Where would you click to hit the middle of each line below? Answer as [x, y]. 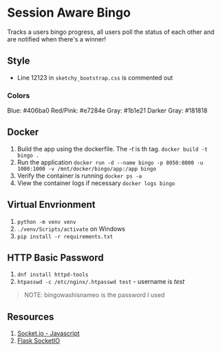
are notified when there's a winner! [57, 39]
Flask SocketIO [39, 341]
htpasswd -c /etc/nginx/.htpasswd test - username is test [101, 282]
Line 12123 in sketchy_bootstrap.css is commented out [95, 77]
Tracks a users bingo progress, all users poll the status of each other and [111, 32]
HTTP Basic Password [55, 258]
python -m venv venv [46, 222]
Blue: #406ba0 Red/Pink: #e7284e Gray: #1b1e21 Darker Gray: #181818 [107, 111]
